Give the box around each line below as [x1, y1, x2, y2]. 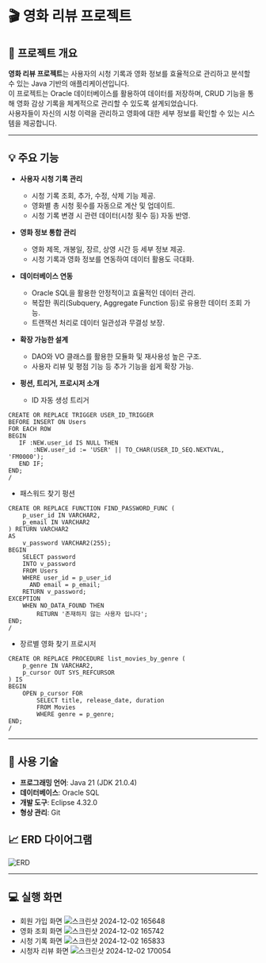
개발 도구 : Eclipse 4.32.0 [19, 797, 97, 807]
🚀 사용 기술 [8, 755, 59, 768]
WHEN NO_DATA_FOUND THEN [22, 601, 104, 610]
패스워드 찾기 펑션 [19, 488, 75, 498]
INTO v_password [22, 560, 77, 568]
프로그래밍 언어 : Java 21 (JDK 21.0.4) [19, 777, 137, 787]
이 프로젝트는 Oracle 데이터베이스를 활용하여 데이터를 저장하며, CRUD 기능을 [8, 89, 246, 98]
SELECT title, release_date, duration [36, 696, 165, 704]
